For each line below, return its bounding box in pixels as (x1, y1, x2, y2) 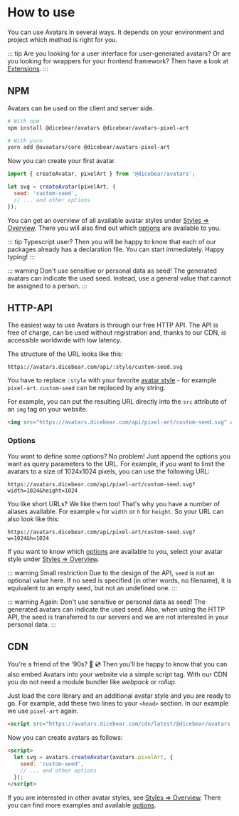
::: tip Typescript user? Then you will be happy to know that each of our (7, 237, 217, 246)
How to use (7, 4, 75, 21)
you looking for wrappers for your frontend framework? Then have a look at (7, 56, 229, 65)
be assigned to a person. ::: (7, 281, 87, 290)
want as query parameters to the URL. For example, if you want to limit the (7, 459, 225, 468)
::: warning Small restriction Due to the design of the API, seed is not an (7, 568, 215, 577)
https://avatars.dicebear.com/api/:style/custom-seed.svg (7, 364, 183, 371)
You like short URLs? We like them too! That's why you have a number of (7, 499, 221, 508)
